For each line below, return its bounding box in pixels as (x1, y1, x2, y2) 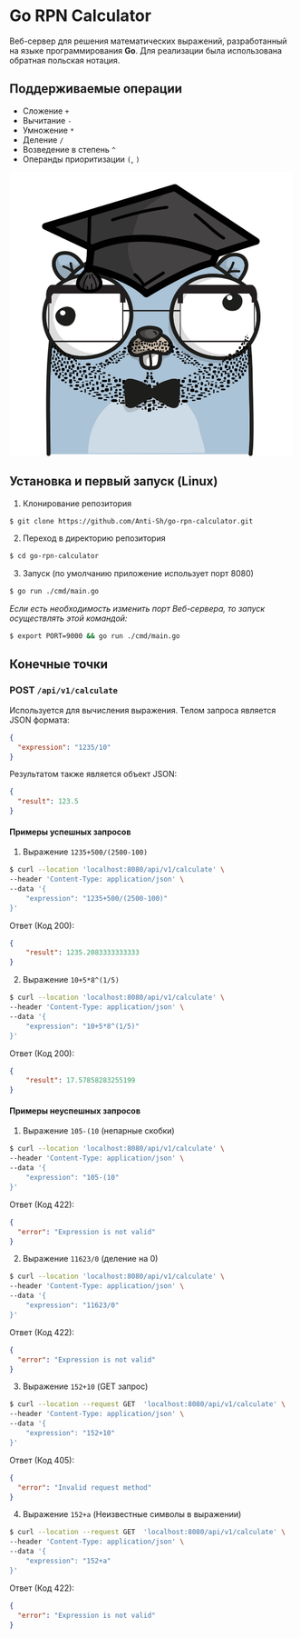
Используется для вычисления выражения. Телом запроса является (9, 704, 276, 715)
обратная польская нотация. (9, 55, 121, 65)
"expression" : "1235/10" (17, 743, 111, 752)
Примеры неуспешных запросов (9, 1105, 141, 1116)
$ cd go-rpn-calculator (9, 552, 100, 561)
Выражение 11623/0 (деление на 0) (22, 1253, 159, 1264)
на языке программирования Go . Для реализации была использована (9, 45, 283, 55)
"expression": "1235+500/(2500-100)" (25, 894, 169, 903)
